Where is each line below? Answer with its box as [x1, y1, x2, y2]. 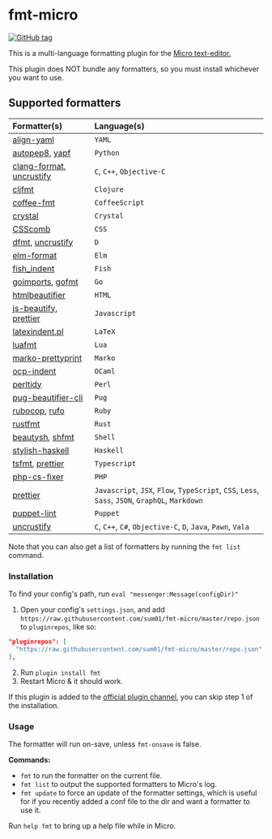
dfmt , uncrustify [12, 236, 74, 248]
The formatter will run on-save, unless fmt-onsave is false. [8, 739, 202, 749]
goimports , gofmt [12, 276, 79, 288]
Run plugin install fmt [19, 668, 101, 677]
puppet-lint [12, 508, 57, 519]
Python [94, 148, 120, 158]
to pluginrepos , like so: [19, 622, 97, 632]
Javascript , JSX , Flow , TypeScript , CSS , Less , [94, 484, 260, 495]
